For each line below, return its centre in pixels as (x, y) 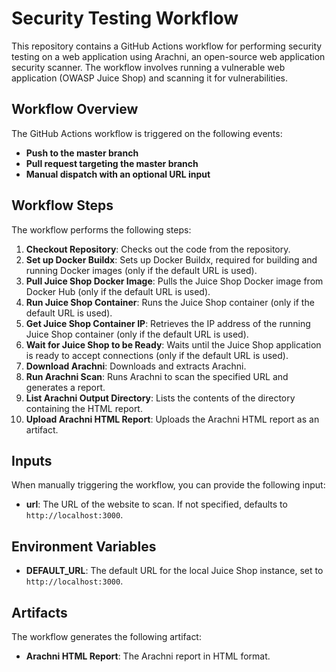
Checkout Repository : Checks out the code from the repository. (158, 249)
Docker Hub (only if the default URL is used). (118, 291)
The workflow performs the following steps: (101, 229)
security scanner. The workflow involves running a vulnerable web (148, 67)
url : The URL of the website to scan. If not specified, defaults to (156, 504)
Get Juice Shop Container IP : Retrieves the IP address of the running (168, 323)
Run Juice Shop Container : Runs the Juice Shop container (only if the (170, 302)
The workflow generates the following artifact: (106, 636)
